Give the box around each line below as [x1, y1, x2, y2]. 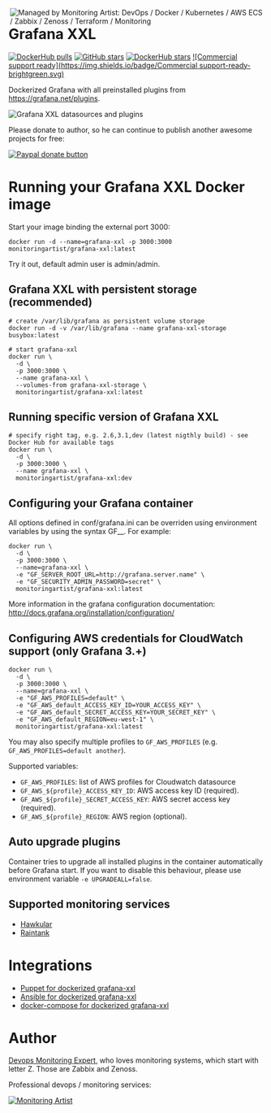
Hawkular [19, 919, 53, 928]
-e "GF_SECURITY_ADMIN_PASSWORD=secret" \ [15, 578, 161, 586]
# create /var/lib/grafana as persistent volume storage [8, 317, 205, 325]
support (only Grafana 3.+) [8, 644, 147, 658]
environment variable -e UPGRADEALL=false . [8, 874, 153, 884]
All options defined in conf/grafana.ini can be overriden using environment [8, 518, 257, 528]
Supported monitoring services [8, 898, 170, 911]
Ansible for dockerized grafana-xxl [19, 992, 136, 1002]
